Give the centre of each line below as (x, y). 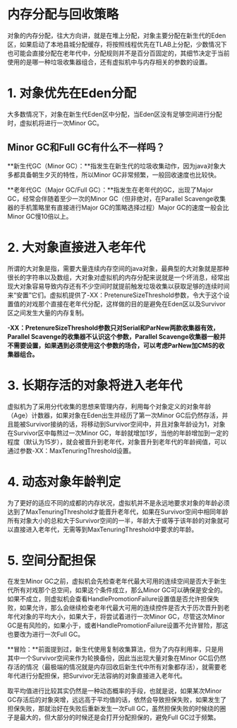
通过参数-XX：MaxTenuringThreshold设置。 (71, 451)
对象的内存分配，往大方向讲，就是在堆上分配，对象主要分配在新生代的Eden (117, 35)
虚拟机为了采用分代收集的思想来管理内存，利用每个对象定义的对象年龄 (109, 406)
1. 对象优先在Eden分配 (72, 93)
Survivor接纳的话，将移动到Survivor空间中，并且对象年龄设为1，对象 (126, 424)
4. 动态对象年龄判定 (64, 481)
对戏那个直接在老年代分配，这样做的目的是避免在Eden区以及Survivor (126, 304)
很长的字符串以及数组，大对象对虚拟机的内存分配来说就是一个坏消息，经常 (115, 277)
